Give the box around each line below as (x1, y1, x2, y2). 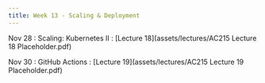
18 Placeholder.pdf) (8, 41, 72, 51)
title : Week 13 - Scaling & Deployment (8, 11, 140, 20)
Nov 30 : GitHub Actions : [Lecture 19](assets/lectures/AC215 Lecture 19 (8, 57, 244, 66)
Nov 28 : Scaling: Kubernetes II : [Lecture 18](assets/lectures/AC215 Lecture (8, 33, 257, 43)
